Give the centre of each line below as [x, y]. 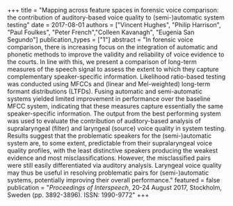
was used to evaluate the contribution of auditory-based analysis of [104, 121]
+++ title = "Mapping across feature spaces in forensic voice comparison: [113, 10]
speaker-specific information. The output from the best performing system [114, 113]
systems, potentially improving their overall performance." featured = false [114, 180]
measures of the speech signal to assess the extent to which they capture [113, 69]
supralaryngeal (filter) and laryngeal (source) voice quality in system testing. [116, 128]
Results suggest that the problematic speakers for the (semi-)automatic [110, 136]
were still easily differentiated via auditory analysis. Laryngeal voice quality [114, 165]
